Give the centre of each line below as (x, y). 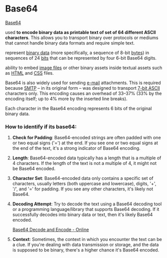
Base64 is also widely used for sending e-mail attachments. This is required (83, 83)
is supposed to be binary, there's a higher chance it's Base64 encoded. (86, 250)
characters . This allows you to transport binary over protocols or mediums (82, 38)
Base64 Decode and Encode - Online (51, 230)
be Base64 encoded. (34, 169)
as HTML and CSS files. (29, 73)
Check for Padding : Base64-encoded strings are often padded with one (86, 138)
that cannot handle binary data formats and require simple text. (70, 43)
